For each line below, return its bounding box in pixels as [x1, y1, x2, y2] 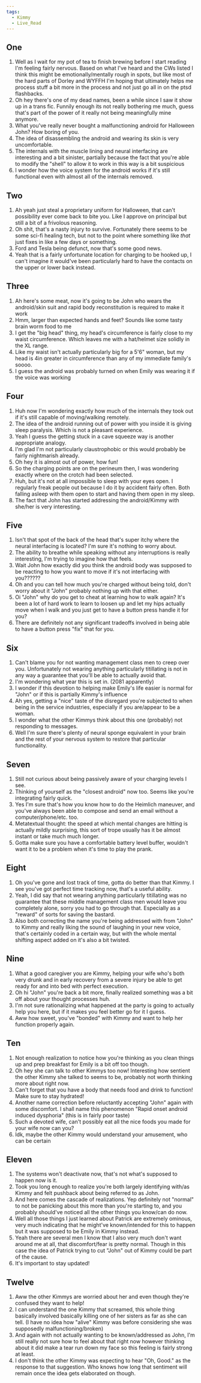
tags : [6, 8, 20, 15]
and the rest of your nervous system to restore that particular [14, 735, 166, 743]
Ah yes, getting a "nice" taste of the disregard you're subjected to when [14, 698, 193, 705]
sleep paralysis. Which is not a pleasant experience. [14, 426, 144, 433]
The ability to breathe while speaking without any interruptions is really [14, 549, 190, 556]
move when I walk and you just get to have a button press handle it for [14, 606, 189, 613]
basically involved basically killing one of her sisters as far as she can [14, 1312, 187, 1319]
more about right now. [14, 1080, 70, 1087]
